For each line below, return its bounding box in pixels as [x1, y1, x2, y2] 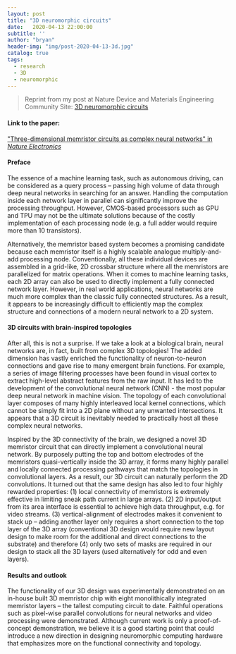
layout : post [7, 10, 46, 18]
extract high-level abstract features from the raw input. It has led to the [7, 376, 213, 385]
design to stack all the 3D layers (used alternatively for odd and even [7, 547, 207, 555]
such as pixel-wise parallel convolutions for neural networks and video [7, 609, 213, 617]
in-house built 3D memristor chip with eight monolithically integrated [7, 594, 206, 603]
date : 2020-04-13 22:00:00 [7, 23, 93, 30]
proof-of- [194, 617, 222, 625]
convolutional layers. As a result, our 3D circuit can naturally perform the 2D [7, 472, 228, 481]
